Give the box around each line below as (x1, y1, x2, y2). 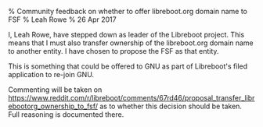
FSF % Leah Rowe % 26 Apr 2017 (8, 15, 117, 24)
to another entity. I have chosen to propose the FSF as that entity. (8, 47, 219, 55)
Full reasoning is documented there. (8, 110, 124, 119)
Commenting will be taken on (8, 85, 103, 94)
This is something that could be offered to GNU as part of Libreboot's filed (8, 62, 248, 71)
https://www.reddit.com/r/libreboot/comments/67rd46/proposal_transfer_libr (8, 93, 255, 102)
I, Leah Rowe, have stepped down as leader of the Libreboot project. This (8, 30, 245, 39)
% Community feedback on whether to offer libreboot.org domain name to (8, 7, 248, 16)
